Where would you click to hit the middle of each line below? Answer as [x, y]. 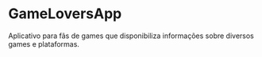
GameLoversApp [65, 14]
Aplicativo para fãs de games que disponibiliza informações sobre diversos [131, 36]
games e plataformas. [44, 44]
